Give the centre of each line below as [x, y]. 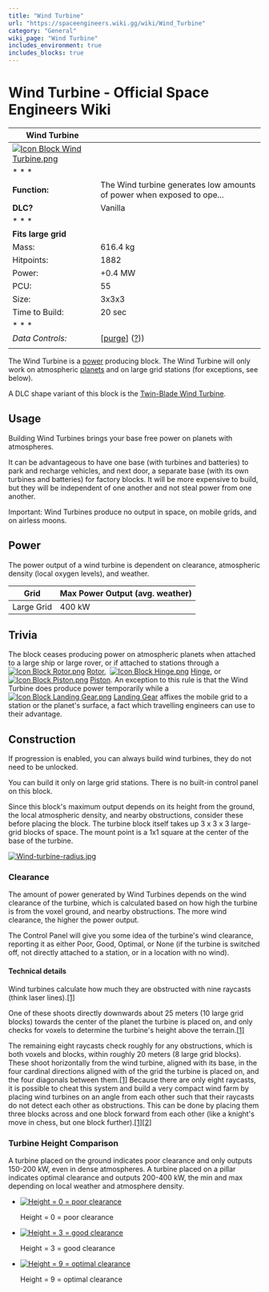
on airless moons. [38, 520]
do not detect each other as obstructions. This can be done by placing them [134, 1105]
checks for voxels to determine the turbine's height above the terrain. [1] [126, 1030]
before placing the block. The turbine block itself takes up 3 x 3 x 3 [119, 824]
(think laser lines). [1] [42, 997]
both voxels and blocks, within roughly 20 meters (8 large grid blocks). [125, 1054]
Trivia [23, 635]
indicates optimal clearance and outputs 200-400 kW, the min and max [126, 1177]
